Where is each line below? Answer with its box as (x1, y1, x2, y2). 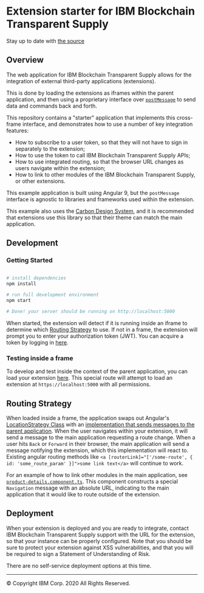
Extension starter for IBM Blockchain (6, 4, 195, 18)
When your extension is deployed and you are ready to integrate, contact (6, 524, 189, 532)
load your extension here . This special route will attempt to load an (6, 374, 173, 382)
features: (6, 126, 29, 134)
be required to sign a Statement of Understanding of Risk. (6, 550, 151, 557)
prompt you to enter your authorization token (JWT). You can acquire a (6, 332, 184, 340)
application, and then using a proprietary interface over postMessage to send (6, 95, 196, 103)
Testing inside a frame (6, 354, 74, 362)
